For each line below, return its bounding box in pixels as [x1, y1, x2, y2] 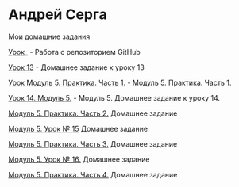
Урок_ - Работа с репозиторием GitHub [8, 47, 141, 56]
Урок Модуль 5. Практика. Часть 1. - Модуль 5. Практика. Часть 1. [8, 78, 232, 87]
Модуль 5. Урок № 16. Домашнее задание [8, 155, 150, 164]
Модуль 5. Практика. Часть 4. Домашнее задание [8, 170, 178, 179]
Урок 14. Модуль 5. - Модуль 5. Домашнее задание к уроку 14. [8, 93, 221, 102]
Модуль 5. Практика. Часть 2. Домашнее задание [8, 109, 178, 118]
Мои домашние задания [8, 32, 91, 41]
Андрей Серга [8, 6, 107, 24]
